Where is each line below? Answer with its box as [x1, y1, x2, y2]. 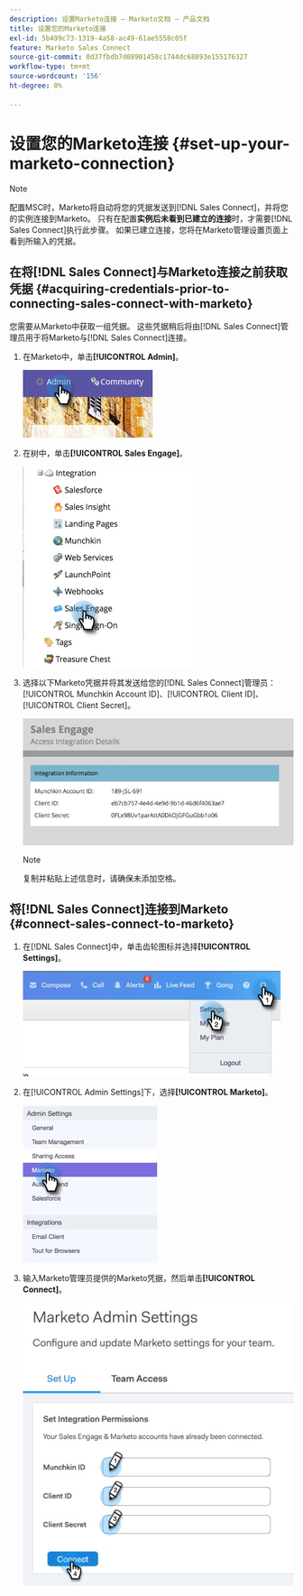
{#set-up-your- [171, 134, 290, 153]
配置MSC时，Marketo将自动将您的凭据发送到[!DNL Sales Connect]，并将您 [9, 201, 289, 212]
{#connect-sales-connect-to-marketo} [9, 917, 234, 932]
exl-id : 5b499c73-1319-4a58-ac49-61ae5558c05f [9, 33, 188, 42]
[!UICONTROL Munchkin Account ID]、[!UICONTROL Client [22, 688, 243, 699]
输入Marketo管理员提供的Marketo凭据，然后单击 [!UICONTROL [22, 1273, 255, 1284]
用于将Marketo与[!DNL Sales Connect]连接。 [24, 332, 192, 343]
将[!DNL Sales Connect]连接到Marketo [9, 902, 229, 918]
